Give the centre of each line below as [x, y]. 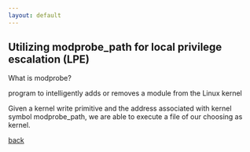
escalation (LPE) [49, 60]
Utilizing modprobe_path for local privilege [115, 47]
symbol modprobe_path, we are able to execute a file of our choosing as [125, 117]
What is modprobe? [40, 78]
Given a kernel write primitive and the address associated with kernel [120, 109]
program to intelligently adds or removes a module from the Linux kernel [125, 93]
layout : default [35, 15]
